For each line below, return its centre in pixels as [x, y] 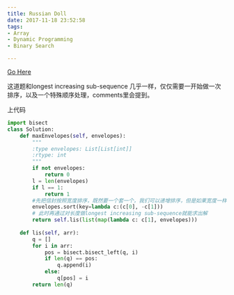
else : [52, 272]
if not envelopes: [59, 168]
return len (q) [53, 285]
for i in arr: [53, 246]
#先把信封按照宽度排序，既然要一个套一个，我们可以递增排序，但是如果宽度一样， [132, 200]
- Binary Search [31, 46]
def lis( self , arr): [49, 233]
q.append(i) [74, 265]
